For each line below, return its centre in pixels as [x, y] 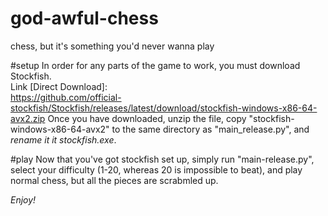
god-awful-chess [84, 18]
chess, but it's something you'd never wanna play [112, 46]
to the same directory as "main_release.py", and [210, 129]
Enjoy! [23, 199]
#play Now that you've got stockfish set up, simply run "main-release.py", [162, 159]
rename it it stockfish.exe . [63, 139]
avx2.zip [28, 118]
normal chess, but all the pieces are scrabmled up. [114, 180]
